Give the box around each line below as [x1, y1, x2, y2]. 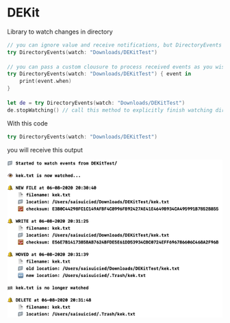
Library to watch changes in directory [7, 27, 113, 36]
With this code [7, 119, 48, 128]
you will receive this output [7, 145, 84, 154]
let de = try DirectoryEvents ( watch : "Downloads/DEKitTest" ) [7, 99, 186, 106]
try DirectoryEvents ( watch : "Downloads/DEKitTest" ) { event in [7, 71, 192, 77]
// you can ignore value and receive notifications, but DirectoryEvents [7, 41, 222, 49]
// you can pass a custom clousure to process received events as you [7, 63, 213, 70]
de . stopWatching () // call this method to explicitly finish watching [7, 106, 213, 114]
